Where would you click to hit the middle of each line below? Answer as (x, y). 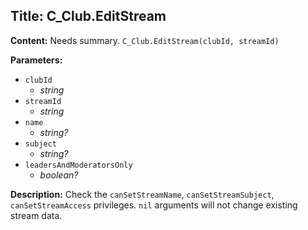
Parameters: (36, 60)
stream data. (36, 215)
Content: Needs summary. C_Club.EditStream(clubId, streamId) (145, 40)
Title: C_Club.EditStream (88, 16)
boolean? (59, 175)
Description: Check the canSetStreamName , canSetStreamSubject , (142, 194)
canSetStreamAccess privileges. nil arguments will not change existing (154, 205)
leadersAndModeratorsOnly (78, 165)
